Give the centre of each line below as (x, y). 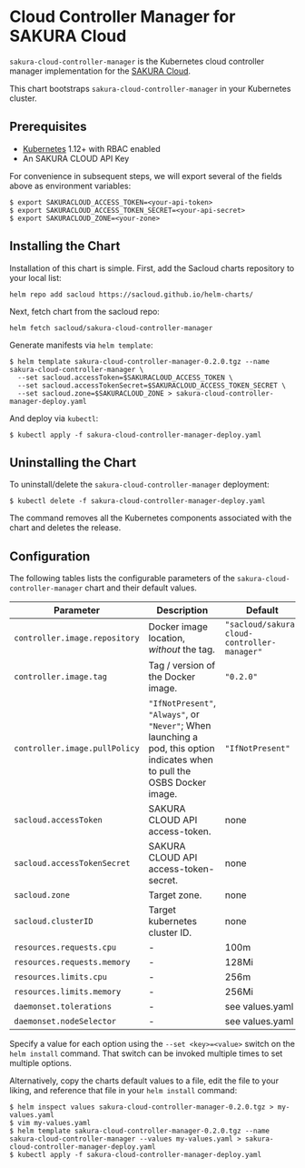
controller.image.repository (77, 638)
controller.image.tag (60, 677)
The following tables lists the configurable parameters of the (123, 579)
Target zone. (175, 895)
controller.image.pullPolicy (77, 749)
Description (182, 610)
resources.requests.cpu (65, 947)
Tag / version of (182, 666)
